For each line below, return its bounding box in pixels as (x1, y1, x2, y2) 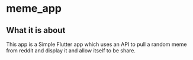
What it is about (6, 25, 66, 35)
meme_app (6, 2, 62, 15)
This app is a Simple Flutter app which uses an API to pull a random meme (6, 41, 187, 48)
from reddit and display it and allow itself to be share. (6, 47, 136, 54)
